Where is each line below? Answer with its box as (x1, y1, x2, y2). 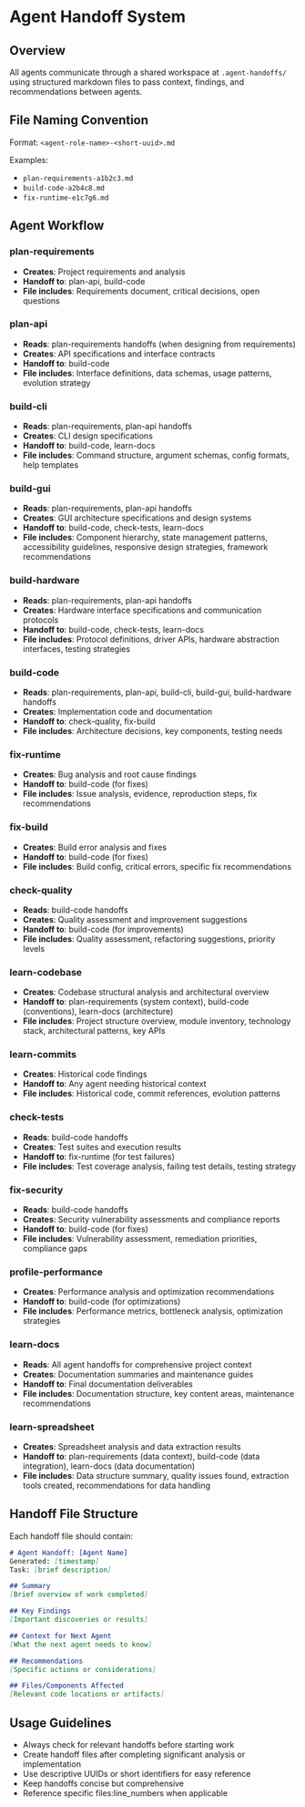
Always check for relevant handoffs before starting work (22, 1739, 235, 1750)
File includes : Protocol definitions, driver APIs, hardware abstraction (22, 634, 280, 645)
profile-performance (9, 1265, 103, 1278)
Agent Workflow (9, 218, 105, 233)
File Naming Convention (9, 112, 148, 129)
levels (22, 943, 46, 954)
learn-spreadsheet (9, 1420, 95, 1433)
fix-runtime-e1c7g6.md (22, 193, 109, 202)
